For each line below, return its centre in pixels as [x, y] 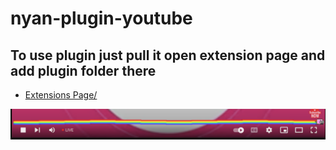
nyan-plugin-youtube [101, 18]
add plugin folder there [83, 70]
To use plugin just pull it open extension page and [168, 55]
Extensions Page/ [61, 95]
